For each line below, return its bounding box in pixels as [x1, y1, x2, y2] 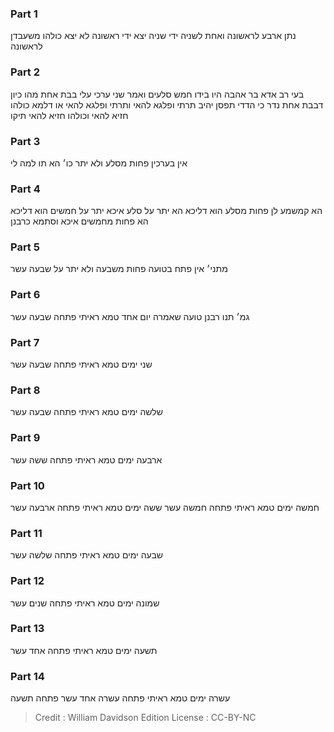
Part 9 [10, 431, 41, 445]
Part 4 [10, 182, 41, 196]
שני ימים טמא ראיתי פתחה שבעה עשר [10, 358, 153, 371]
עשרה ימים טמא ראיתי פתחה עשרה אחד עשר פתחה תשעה [10, 692, 231, 704]
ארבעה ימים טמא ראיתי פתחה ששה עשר [10, 453, 163, 466]
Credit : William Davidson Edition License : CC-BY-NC [34, 712, 257, 724]
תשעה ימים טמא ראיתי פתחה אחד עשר [10, 644, 158, 656]
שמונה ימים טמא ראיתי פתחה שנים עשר [10, 597, 160, 609]
